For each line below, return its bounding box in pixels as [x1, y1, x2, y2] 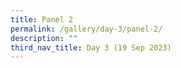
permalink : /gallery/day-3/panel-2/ [10, 24, 163, 34]
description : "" [10, 33, 78, 43]
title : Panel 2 [10, 14, 74, 25]
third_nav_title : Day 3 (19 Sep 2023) [10, 42, 172, 53]
